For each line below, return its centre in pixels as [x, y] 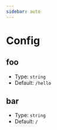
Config [23, 40]
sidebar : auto [24, 11]
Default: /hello [33, 82]
